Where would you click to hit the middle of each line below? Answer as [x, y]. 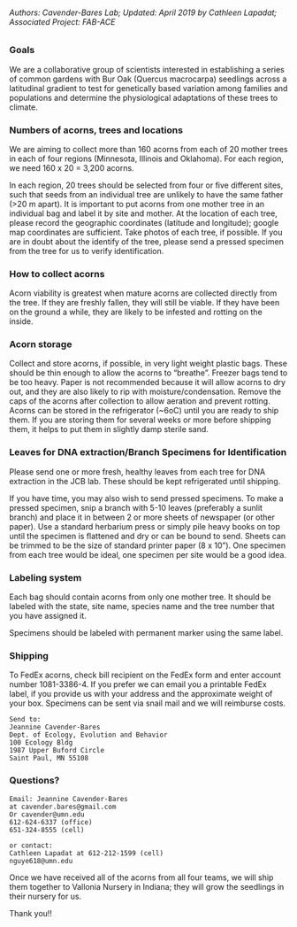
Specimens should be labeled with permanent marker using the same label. [146, 633]
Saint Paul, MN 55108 [49, 758]
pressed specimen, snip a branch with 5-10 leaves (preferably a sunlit [136, 507]
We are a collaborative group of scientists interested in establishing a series [147, 69]
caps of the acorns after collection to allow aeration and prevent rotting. [140, 401]
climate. [23, 107]
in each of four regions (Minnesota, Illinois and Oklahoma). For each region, [147, 158]
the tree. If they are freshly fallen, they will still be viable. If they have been [145, 303]
